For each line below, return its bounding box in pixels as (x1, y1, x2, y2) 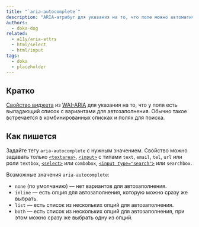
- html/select (11, 42, 46, 48)
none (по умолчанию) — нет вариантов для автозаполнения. (14, 183, 167, 190)
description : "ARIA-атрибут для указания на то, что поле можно (6, 14, 168, 20)
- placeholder (11, 63, 46, 70)
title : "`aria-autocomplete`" (6, 8, 81, 15)
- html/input (11, 47, 44, 53)
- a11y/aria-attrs (11, 36, 57, 42)
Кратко (6, 85, 35, 95)
